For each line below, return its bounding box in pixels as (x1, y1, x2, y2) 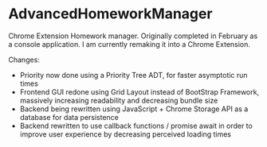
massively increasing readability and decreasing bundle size (19, 95, 218, 105)
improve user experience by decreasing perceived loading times (19, 129, 231, 139)
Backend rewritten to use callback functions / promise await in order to (19, 121, 253, 130)
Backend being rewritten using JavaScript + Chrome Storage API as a (19, 104, 249, 114)
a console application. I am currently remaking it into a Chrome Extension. (8, 39, 251, 48)
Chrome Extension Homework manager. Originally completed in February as (8, 31, 258, 41)
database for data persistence (19, 112, 120, 122)
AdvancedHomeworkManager (8, 5, 213, 23)
